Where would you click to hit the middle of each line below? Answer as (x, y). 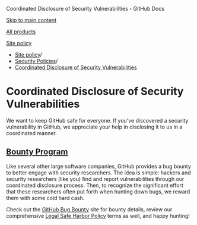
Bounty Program (37, 152)
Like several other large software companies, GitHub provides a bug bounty (99, 166)
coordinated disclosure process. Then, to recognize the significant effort (95, 185)
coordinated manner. (32, 133)
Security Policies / (36, 61)
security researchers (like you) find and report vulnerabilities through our (95, 179)
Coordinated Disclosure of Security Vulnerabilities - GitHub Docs (85, 9)
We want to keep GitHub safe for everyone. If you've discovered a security (97, 120)
